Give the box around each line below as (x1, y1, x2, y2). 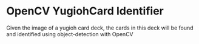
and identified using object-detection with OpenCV (6, 30, 133, 37)
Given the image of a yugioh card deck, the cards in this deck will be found (6, 24, 194, 31)
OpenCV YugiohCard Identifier (6, 4, 164, 18)
